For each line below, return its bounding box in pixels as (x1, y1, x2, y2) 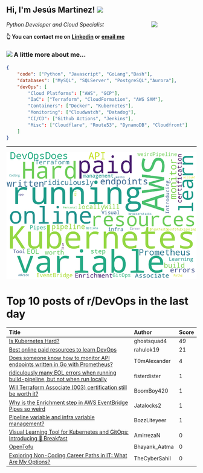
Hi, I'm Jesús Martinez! (6, 5, 95, 15)
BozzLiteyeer (134, 417, 167, 424)
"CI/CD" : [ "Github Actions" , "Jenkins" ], (28, 116, 134, 122)
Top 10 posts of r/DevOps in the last (6, 294, 188, 307)
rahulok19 (134, 346, 160, 353)
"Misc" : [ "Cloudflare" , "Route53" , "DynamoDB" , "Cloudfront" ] (28, 122, 188, 128)
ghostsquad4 (134, 338, 167, 345)
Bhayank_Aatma (134, 443, 174, 451)
